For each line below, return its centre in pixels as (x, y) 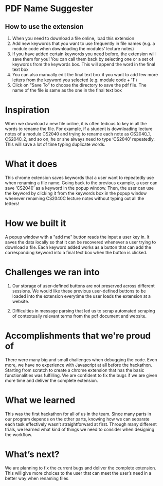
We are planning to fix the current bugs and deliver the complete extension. (81, 468)
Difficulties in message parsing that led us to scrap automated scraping (83, 310)
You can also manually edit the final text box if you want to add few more (85, 75)
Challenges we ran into (52, 272)
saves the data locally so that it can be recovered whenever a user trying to (81, 242)
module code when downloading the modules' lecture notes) (73, 49)
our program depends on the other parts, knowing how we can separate (77, 419)
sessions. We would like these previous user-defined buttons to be (79, 291)
